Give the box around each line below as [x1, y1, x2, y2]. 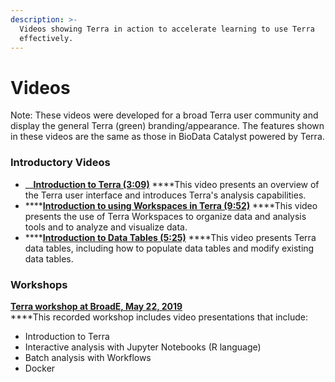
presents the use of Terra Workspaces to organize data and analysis [24, 210, 307, 222]
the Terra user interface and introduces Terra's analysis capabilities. [24, 189, 307, 201]
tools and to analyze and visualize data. [24, 221, 188, 233]
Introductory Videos [10, 156, 111, 170]
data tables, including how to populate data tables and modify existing [24, 242, 315, 254]
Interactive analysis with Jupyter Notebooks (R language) [24, 341, 262, 353]
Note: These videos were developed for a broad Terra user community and [10, 109, 319, 121]
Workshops [10, 277, 68, 291]
